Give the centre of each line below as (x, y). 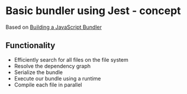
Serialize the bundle (38, 72)
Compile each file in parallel (48, 85)
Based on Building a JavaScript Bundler (54, 27)
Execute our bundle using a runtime (57, 78)
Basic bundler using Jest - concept (93, 11)
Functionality (30, 46)
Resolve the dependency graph (52, 66)
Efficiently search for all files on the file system (71, 59)
